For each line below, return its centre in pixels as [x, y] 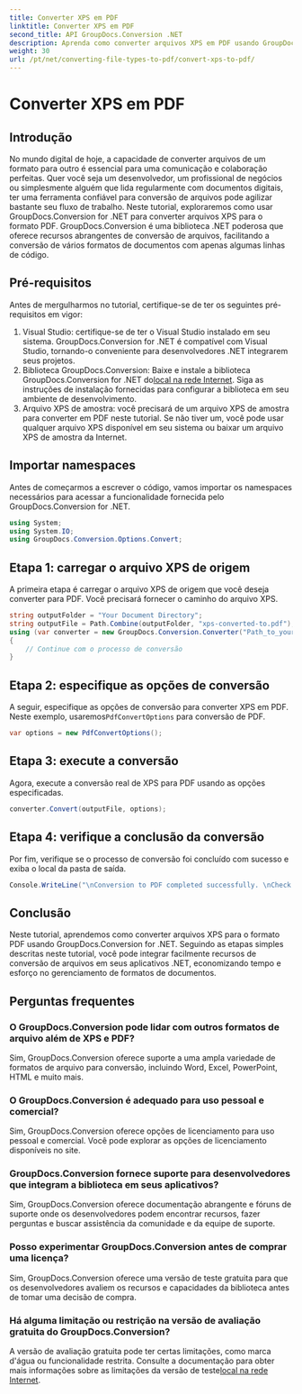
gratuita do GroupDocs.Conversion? [90, 1332]
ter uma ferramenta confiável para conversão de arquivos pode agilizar [141, 197]
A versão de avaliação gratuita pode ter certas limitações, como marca [140, 1352]
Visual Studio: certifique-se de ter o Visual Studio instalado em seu [146, 332]
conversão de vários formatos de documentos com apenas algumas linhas [147, 245]
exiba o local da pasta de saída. [68, 868]
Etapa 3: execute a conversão [94, 761]
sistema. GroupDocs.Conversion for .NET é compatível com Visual [145, 341]
